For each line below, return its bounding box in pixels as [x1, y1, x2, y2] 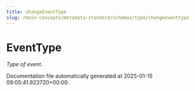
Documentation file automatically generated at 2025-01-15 [6, 72, 153, 79]
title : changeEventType [6, 8, 67, 15]
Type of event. [6, 61, 43, 68]
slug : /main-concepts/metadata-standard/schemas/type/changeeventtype [6, 15, 190, 21]
